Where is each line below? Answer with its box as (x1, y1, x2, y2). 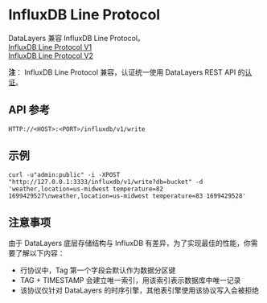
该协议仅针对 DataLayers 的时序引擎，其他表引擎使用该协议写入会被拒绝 (19, 285, 260, 295)
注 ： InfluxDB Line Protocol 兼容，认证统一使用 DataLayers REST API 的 (8, 67, 245, 77)
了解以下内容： (14, 248, 65, 258)
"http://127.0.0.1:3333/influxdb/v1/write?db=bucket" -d (8, 178, 203, 186)
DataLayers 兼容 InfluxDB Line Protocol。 (8, 33, 145, 43)
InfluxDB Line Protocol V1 (8, 42, 92, 51)
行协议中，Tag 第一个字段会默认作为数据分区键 (19, 265, 176, 275)
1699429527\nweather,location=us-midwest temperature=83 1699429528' (8, 191, 247, 200)
